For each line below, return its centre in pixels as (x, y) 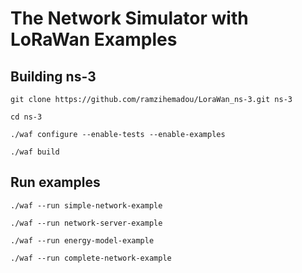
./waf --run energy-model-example (82, 240)
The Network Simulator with (129, 18)
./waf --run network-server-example (86, 223)
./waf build (35, 152)
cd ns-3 (26, 117)
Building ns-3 (53, 76)
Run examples (55, 182)
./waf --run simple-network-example (86, 205)
